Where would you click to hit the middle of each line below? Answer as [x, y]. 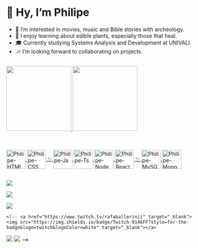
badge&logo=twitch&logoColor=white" [53, 228]
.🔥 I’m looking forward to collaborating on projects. [79, 51]
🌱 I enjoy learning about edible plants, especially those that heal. [96, 35]
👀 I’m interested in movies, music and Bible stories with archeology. [100, 29]
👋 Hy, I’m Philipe [48, 12]
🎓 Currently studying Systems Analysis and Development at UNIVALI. [103, 43]
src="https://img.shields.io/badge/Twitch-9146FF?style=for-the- [104, 222]
